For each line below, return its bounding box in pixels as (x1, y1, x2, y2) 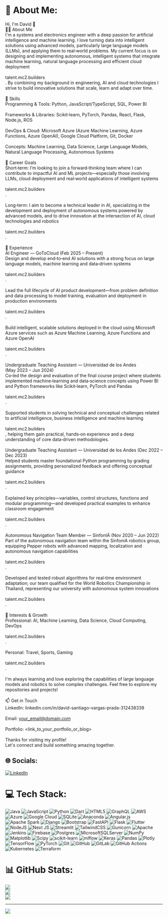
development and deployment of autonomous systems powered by (5, 207, 143, 213)
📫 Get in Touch (5, 698, 37, 704)
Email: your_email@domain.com (5, 715, 71, 721)
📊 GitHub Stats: (5, 864, 73, 875)
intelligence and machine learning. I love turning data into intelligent (5, 37, 144, 43)
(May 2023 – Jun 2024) (5, 367, 54, 373)
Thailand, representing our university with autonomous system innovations (5, 585, 159, 591)
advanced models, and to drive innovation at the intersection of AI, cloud (5, 212, 155, 218)
